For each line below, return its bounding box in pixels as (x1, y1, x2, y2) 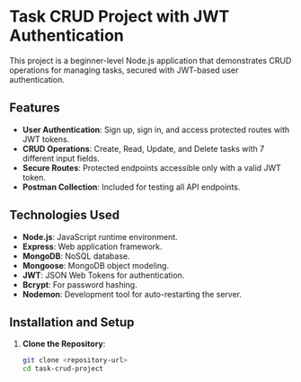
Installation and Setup (9, 315, 135, 330)
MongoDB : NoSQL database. (22, 250, 130, 262)
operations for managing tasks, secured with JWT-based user (9, 65, 239, 76)
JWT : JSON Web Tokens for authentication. (22, 270, 185, 280)
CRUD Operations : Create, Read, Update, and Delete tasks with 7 (22, 143, 265, 154)
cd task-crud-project (22, 364, 103, 374)
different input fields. (22, 153, 101, 164)
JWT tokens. (22, 133, 70, 145)
